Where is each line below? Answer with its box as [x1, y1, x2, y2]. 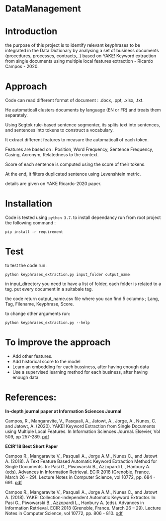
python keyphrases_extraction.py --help [5, 320, 90, 325]
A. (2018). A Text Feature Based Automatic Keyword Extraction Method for [5, 458, 158, 464]
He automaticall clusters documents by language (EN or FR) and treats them [5, 107, 161, 113]
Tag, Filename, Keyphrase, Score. [5, 301, 74, 307]
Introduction [5, 26, 58, 37]
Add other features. [12, 353, 53, 359]
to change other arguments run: [5, 311, 71, 316]
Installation [5, 198, 53, 209]
